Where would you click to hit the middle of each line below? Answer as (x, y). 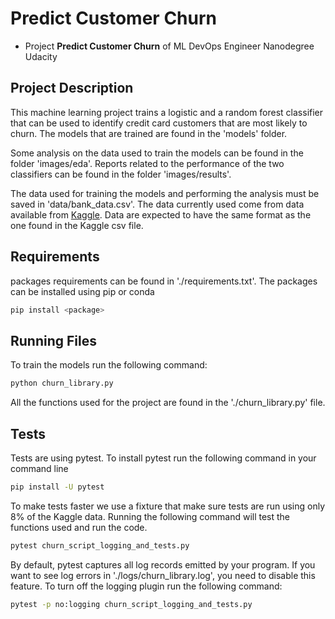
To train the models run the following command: (109, 365)
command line (39, 468)
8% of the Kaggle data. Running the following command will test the (150, 516)
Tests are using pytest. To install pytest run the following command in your (163, 458)
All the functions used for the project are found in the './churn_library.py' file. (168, 403)
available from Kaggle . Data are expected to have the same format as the (161, 214)
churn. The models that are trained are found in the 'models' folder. (149, 133)
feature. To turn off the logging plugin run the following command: (146, 586)
